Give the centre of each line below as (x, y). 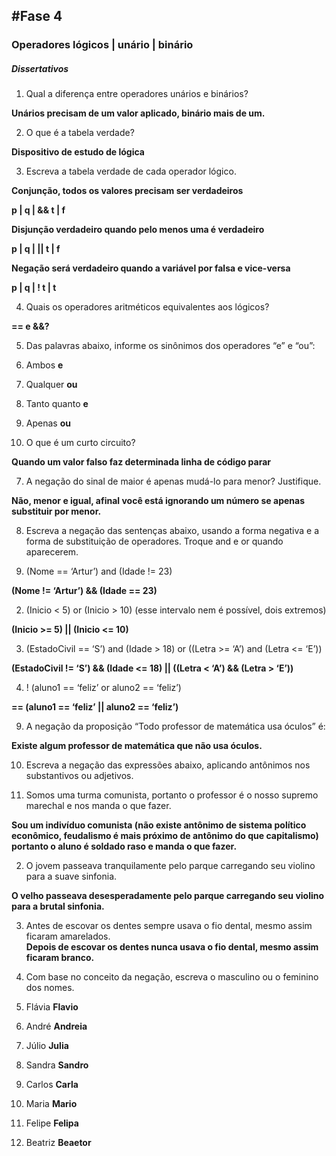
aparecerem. (52, 552)
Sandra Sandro (57, 1065)
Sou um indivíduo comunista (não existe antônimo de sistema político (159, 825)
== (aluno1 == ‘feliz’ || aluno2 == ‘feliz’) (95, 707)
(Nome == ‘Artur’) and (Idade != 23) (99, 571)
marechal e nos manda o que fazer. (98, 806)
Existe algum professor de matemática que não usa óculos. (137, 746)
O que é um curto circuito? (80, 443)
